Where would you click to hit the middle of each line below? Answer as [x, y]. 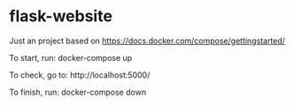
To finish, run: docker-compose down [78, 92]
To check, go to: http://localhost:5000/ [80, 75]
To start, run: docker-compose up [71, 57]
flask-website [61, 16]
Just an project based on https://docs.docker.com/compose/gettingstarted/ [147, 41]
